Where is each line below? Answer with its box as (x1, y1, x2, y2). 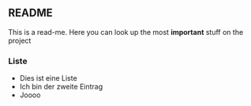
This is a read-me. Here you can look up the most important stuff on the (8, 27, 244, 36)
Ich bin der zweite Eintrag (19, 82, 103, 92)
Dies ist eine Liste (19, 74, 77, 83)
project (8, 36, 32, 45)
